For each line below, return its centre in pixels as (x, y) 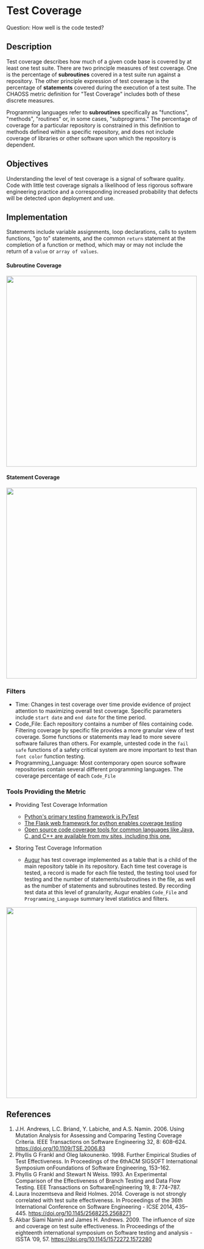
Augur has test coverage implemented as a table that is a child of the (111, 860)
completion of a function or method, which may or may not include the (95, 245)
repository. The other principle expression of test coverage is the (88, 81)
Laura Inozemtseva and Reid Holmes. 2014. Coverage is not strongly (101, 1194)
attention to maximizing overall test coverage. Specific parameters (98, 711)
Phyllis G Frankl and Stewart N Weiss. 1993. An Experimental (91, 1174)
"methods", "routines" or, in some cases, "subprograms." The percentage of (102, 118)
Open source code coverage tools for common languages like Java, (109, 830)
